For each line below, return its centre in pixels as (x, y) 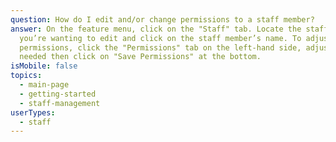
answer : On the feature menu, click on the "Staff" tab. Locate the (156, 29)
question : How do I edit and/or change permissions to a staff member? (162, 19)
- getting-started (58, 94)
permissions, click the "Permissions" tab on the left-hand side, (160, 47)
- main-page (44, 85)
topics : (26, 76)
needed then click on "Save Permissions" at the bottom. (140, 57)
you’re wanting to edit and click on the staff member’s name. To (160, 38)
